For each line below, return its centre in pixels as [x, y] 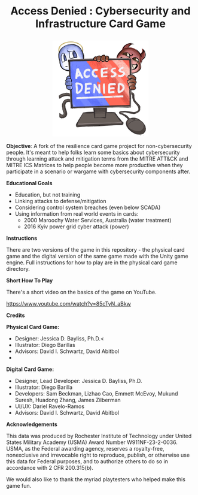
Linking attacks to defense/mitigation [60, 201]
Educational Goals [29, 183]
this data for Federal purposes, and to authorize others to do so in [87, 461]
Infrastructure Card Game [100, 24]
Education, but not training [48, 195]
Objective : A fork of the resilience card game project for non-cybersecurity [99, 146]
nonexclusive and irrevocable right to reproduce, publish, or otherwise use [98, 455]
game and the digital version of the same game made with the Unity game [97, 256]
